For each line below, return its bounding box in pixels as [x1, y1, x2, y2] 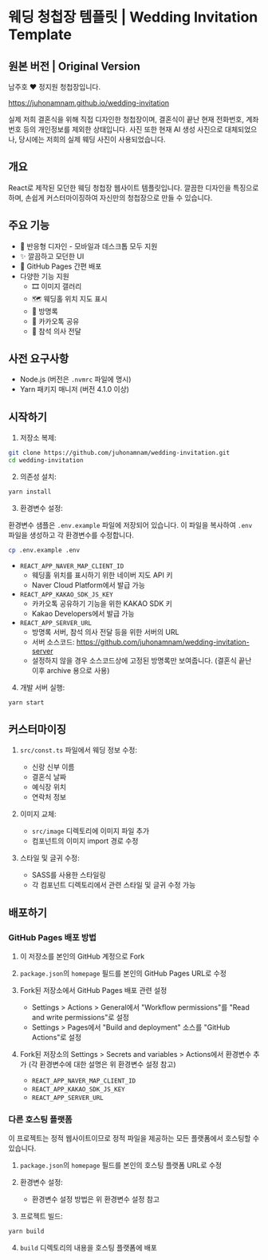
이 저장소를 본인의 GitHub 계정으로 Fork [19, 951, 145, 961]
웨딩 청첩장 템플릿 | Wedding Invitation [8, 8, 258, 26]
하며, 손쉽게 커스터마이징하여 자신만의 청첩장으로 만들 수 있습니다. [8, 193, 213, 202]
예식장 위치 [31, 782, 66, 792]
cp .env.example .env [8, 546, 81, 554]
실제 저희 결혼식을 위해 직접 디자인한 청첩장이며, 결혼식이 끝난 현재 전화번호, [8, 114, 245, 124]
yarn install [8, 488, 52, 496]
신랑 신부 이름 [31, 762, 75, 772]
